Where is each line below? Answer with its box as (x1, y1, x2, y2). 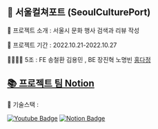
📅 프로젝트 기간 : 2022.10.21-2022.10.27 (7, 41, 117, 49)
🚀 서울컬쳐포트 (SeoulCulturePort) (7, 6, 151, 19)
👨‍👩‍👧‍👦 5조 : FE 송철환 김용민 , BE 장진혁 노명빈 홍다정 (7, 55, 151, 63)
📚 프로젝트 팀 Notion (7, 78, 95, 90)
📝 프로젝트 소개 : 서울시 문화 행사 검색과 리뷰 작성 (7, 26, 140, 34)
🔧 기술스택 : (7, 100, 39, 108)
